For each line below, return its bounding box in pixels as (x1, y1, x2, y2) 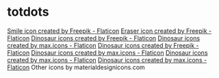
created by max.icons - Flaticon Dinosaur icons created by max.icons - (7, 55, 207, 64)
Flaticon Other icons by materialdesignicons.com (7, 63, 145, 71)
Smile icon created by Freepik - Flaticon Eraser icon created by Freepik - (7, 27, 212, 35)
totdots (7, 4, 49, 20)
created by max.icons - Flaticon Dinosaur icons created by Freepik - (7, 41, 200, 49)
